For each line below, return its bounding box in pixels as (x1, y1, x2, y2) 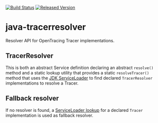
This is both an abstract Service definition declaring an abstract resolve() (5, 65, 154, 70)
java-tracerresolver (5, 22, 87, 33)
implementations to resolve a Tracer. (5, 80, 79, 86)
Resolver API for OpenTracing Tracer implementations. (5, 37, 115, 43)
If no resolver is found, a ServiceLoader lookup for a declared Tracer (5, 107, 143, 113)
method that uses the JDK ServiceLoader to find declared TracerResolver (5, 75, 153, 81)
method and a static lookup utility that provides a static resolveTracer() (5, 70, 150, 75)
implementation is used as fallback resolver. (5, 112, 94, 118)
